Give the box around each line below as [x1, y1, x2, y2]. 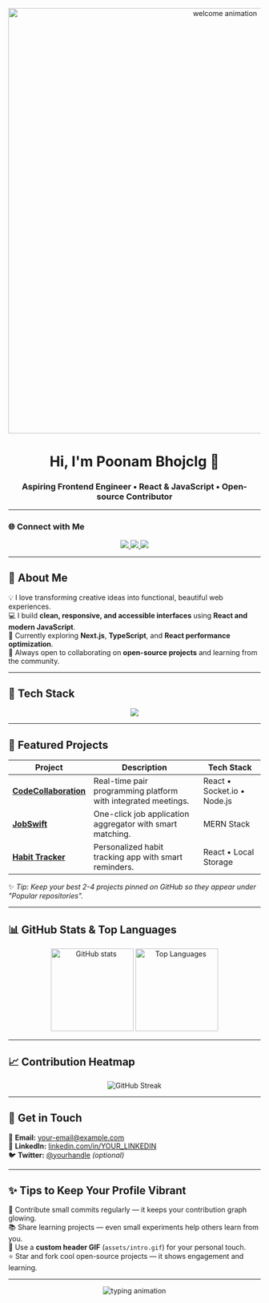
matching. [93, 829, 131, 840]
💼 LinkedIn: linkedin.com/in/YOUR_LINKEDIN [8, 1141, 157, 1151]
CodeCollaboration [12, 786, 86, 797]
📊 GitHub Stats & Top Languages [8, 923, 177, 936]
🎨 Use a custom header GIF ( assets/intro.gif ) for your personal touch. [8, 1242, 247, 1253]
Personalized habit [93, 842, 164, 853]
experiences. [8, 601, 52, 611]
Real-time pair [93, 775, 148, 786]
